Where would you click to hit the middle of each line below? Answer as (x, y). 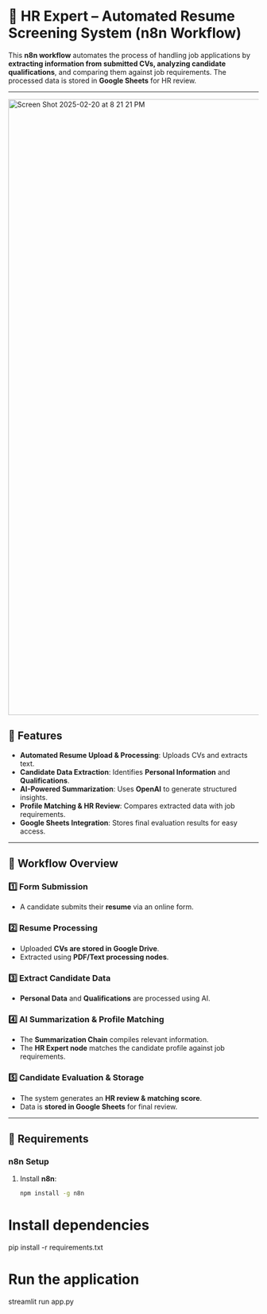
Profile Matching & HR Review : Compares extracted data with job (128, 806)
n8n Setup (29, 1161)
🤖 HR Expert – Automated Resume (122, 16)
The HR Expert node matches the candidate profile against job (122, 1048)
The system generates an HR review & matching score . (111, 1098)
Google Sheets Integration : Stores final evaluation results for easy (129, 822)
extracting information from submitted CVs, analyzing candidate (117, 64)
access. (33, 831)
